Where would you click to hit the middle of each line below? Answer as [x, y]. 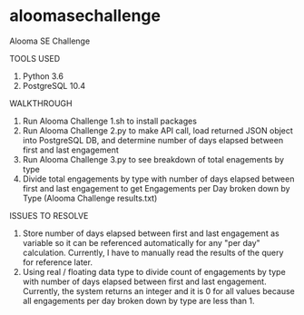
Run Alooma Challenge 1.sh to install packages [110, 121]
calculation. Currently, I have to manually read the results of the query [153, 252]
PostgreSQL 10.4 [54, 85]
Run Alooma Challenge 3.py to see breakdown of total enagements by [153, 159]
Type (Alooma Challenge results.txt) [90, 198]
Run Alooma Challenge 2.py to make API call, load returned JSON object [157, 130]
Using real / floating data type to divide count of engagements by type [154, 271]
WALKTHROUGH [41, 103]
